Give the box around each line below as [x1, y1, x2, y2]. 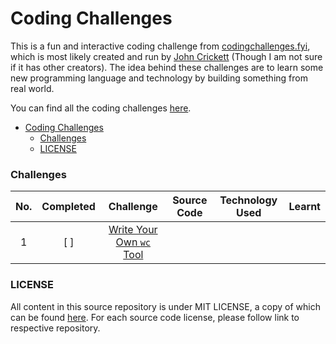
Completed [41, 200, 96, 214]
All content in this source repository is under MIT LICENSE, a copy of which [10, 300, 321, 312]
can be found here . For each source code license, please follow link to [10, 311, 300, 323]
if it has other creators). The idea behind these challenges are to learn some [10, 61, 324, 73]
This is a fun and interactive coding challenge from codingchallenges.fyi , [10, 40, 311, 52]
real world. [10, 82, 55, 94]
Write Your [108, 223, 158, 237]
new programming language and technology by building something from [10, 72, 308, 84]
